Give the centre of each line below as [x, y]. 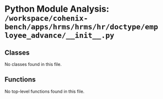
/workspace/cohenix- [47, 18]
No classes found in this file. [33, 64]
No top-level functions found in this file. [45, 91]
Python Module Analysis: [57, 9]
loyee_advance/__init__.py [59, 35]
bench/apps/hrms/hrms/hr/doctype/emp [81, 27]
